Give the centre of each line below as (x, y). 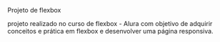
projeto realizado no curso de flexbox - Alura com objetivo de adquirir (110, 23)
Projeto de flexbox (34, 10)
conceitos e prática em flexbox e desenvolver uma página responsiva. (110, 31)
